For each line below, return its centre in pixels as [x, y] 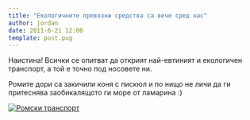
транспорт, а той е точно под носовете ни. [80, 69]
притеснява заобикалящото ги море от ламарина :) [95, 93]
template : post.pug [40, 38]
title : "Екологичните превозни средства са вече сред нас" [108, 15]
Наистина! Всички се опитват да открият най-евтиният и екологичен [125, 60]
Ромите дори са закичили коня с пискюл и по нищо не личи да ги [119, 84]
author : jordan [33, 23]
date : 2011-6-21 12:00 [46, 30]
